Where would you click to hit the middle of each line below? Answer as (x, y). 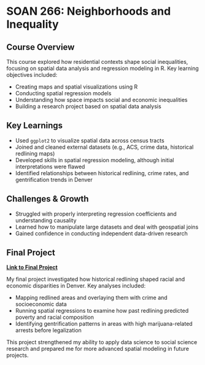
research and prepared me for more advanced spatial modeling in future (98, 349)
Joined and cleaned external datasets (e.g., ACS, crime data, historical (104, 147)
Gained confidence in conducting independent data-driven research (102, 233)
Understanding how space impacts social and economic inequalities (101, 100)
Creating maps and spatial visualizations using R (76, 87)
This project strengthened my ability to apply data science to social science (102, 342)
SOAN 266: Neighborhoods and (89, 11)
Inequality (33, 24)
